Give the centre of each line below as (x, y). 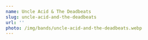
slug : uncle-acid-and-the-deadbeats (51, 17)
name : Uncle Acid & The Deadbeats (49, 11)
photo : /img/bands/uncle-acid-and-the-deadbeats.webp (74, 28)
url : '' (15, 22)
